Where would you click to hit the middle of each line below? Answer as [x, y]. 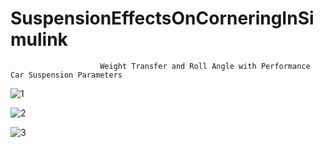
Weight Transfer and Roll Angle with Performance [205, 66]
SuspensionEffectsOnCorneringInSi [162, 18]
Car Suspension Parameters [66, 75]
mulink [39, 39]
